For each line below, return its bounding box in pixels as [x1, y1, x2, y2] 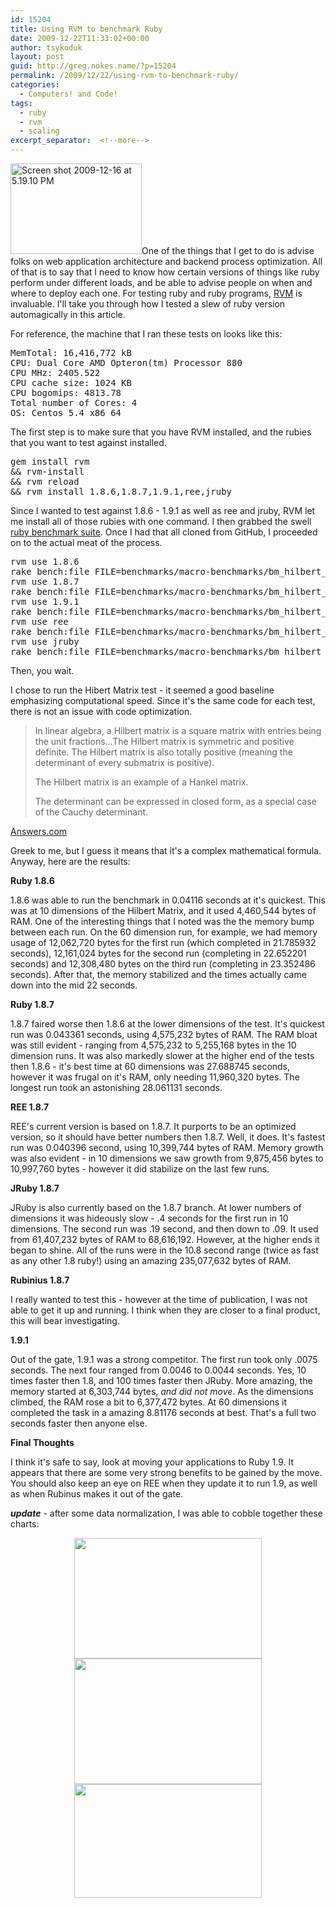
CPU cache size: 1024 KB [10, 377, 132, 388]
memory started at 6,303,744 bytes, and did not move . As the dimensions [10, 1386, 314, 1397]
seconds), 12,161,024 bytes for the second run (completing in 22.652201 [10, 947, 307, 959]
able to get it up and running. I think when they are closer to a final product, [10, 1304, 321, 1316]
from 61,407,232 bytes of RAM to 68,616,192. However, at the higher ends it [10, 1234, 320, 1245]
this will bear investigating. [10, 1315, 120, 1326]
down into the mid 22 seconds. [10, 979, 138, 991]
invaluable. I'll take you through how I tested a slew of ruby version [10, 298, 286, 310]
